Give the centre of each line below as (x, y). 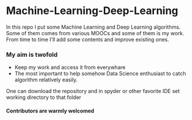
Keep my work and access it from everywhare (70, 67)
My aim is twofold (32, 54)
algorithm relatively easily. (46, 80)
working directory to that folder (44, 97)
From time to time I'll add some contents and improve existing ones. (88, 39)
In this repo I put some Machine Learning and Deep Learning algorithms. (93, 27)
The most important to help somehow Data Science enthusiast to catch (100, 74)
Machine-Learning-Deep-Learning (92, 11)
